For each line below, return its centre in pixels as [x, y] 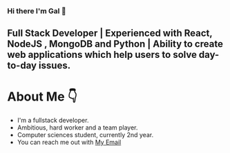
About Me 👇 [42, 96]
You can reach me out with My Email [69, 142]
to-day [22, 66]
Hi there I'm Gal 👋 [37, 11]
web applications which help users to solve [102, 55]
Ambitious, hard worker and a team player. [77, 127]
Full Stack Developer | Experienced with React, [110, 33]
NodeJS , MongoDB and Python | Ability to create [115, 44]
